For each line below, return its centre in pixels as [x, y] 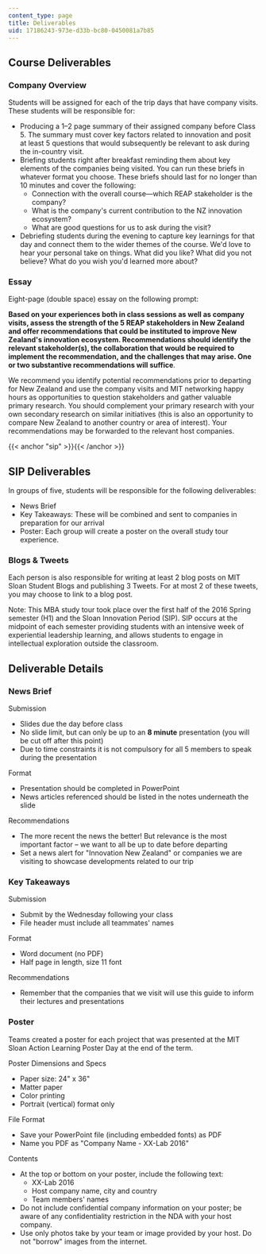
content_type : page [40, 15]
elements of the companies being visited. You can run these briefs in [132, 168]
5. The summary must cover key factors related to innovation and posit [135, 135]
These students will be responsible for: [72, 111]
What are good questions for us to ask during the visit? [121, 228]
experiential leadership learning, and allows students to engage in [116, 635]
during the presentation [58, 758]
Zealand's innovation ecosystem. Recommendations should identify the [130, 340]
